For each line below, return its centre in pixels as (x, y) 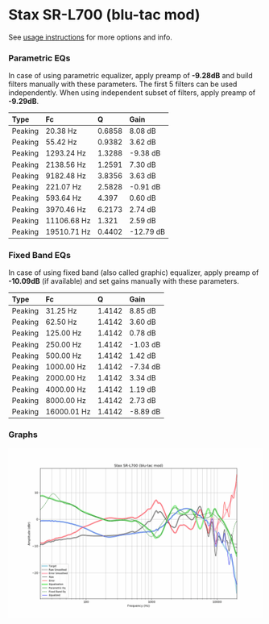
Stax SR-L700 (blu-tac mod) (104, 15)
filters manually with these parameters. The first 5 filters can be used (123, 84)
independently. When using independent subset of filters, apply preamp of (132, 93)
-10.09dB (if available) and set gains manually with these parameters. (124, 281)
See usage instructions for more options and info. (91, 37)
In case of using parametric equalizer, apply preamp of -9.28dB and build (131, 76)
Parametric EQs (39, 58)
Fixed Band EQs (39, 255)
